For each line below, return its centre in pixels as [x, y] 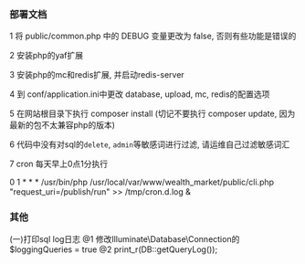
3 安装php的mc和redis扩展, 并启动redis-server [97, 75]
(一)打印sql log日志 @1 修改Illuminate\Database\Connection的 [125, 238]
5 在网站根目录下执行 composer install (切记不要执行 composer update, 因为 [152, 114]
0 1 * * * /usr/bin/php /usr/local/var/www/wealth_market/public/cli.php [142, 182]
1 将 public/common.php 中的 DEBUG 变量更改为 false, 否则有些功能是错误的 [153, 36]
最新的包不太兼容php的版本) [63, 125]
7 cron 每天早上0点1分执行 [59, 164]
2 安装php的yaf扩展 [47, 56]
